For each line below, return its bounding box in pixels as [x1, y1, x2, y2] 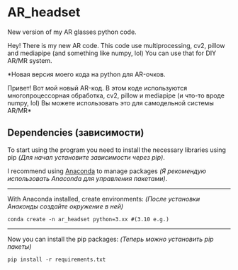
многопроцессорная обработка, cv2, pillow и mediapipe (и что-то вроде [7, 91, 225, 100]
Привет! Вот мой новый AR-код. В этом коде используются [7, 83, 188, 92]
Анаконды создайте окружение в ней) [7, 202, 124, 211]
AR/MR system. [7, 56, 52, 64]
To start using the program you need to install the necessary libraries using [7, 146, 227, 154]
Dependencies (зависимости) [7, 127, 144, 139]
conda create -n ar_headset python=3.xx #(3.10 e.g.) [7, 216, 170, 223]
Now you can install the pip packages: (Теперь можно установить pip [7, 235, 214, 243]
